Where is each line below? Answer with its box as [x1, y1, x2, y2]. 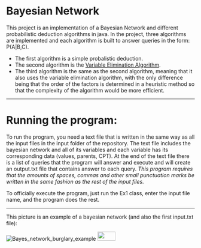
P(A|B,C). [6, 43, 29, 50]
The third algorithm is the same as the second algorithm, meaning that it [14, 67, 193, 74]
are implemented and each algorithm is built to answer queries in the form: [6, 37, 190, 44]
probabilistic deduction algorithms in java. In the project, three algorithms [6, 30, 187, 37]
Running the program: [6, 113, 118, 127]
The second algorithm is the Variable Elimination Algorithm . [14, 61, 161, 68]
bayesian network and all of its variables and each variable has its [6, 146, 169, 153]
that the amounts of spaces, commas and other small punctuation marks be [6, 171, 194, 178]
